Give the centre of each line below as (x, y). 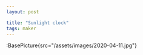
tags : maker (21, 28)
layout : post (23, 12)
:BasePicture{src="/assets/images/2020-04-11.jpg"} (72, 45)
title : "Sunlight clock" (38, 23)
